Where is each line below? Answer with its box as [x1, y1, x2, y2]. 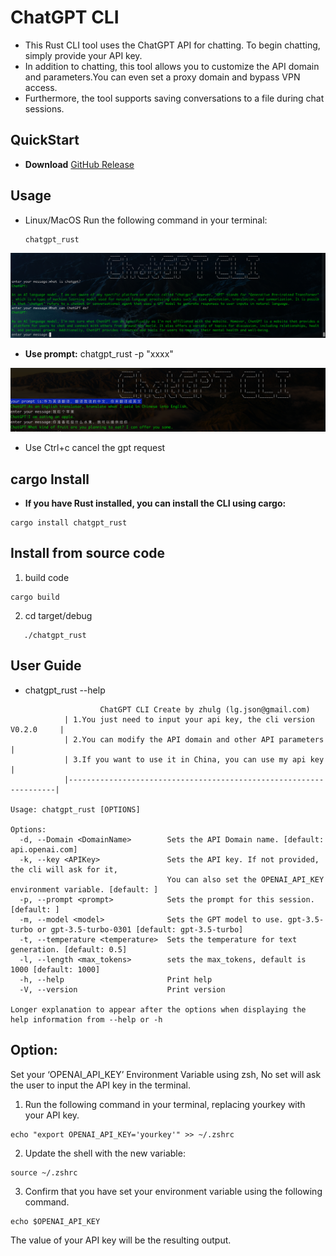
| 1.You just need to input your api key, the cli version [63, 714, 315, 725]
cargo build [10, 592, 60, 602]
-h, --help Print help [19, 974, 213, 985]
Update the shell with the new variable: [24, 1147, 186, 1159]
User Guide [10, 657, 82, 675]
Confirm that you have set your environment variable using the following [24, 1185, 323, 1197]
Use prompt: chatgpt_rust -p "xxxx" [24, 347, 174, 360]
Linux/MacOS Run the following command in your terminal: [24, 214, 268, 226]
